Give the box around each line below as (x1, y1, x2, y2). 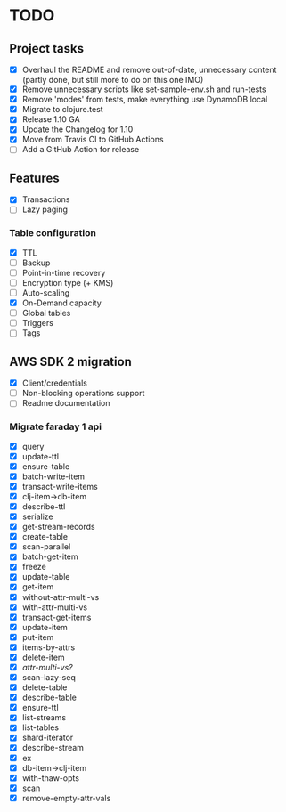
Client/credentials (21, 378, 87, 388)
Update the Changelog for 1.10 (21, 124, 134, 134)
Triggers (21, 318, 53, 329)
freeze (21, 562, 46, 572)
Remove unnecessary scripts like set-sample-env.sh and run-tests (21, 84, 266, 94)
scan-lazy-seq (21, 672, 76, 683)
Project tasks (9, 41, 85, 56)
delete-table (21, 682, 68, 693)
